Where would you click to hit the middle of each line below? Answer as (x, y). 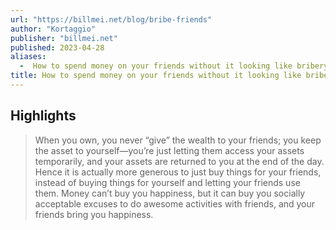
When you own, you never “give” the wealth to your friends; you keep (178, 140)
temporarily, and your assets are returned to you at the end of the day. (179, 161)
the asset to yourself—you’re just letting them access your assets (169, 150)
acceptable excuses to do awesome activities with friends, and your (175, 203)
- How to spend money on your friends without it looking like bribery (174, 66)
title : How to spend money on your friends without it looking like (156, 76)
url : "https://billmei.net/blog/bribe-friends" (111, 19)
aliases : (28, 57)
